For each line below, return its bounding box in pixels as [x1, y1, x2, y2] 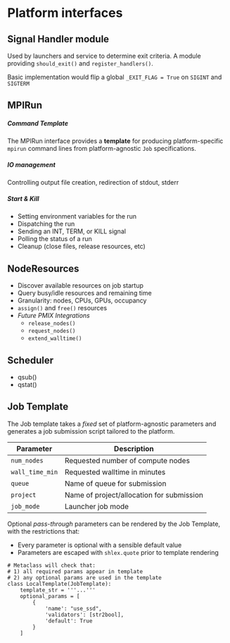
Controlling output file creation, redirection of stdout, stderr [7, 178, 179, 187]
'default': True [44, 617, 93, 625]
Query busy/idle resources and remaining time [17, 289, 153, 298]
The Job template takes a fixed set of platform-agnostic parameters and [7, 420, 217, 428]
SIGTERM [7, 80, 30, 87]
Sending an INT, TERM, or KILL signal [17, 227, 127, 235]
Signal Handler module [7, 33, 110, 45]
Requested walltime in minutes [64, 467, 166, 477]
